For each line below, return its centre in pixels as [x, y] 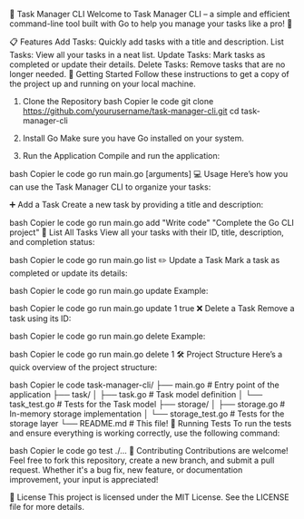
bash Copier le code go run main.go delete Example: [108, 336]
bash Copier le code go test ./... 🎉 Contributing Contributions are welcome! [149, 450]
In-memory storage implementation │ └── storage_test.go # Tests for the [147, 414]
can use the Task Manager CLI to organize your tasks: [110, 187]
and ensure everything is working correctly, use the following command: [145, 433]
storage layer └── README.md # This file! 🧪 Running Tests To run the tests [151, 423]
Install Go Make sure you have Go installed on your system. [133, 138]
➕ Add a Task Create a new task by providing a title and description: [137, 205]
